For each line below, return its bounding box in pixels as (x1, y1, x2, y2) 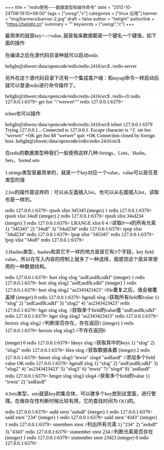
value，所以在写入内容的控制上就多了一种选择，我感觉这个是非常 (5, 256, 153, 262)
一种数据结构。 (15, 264, 50, 269)
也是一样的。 (5, 197, 35, 202)
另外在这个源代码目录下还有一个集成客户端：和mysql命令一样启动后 (5, 75, 160, 81)
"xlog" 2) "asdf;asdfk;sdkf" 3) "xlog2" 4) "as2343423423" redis (5, 300, 130, 306)
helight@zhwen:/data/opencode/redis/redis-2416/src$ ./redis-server (5, 63, 137, 69)
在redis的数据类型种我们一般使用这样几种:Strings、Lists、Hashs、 (5, 150, 150, 156)
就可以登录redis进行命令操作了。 (5, 83, 79, 88)
